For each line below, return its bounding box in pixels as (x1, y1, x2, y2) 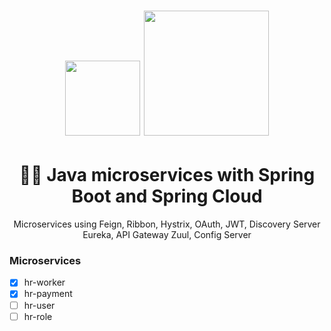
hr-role (23, 310, 53, 322)
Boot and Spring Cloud (71, 185, 263, 208)
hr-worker (23, 276, 66, 289)
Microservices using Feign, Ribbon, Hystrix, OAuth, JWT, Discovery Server (13, 218, 321, 230)
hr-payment (23, 288, 73, 300)
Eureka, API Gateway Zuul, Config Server (82, 229, 252, 241)
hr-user (23, 299, 56, 311)
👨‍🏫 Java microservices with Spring (18, 164, 316, 187)
